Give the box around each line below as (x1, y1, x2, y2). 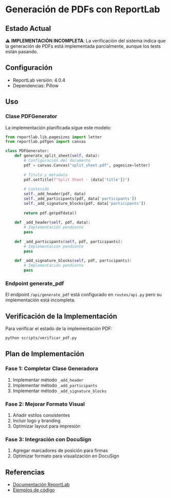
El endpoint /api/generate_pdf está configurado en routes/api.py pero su (5, 292, 162, 298)
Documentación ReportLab (12, 482, 70, 488)
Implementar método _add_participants (12, 382, 98, 388)
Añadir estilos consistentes (12, 412, 70, 418)
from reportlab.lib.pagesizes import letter (5, 135, 102, 140)
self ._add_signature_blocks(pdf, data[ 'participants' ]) (24, 201, 146, 206)
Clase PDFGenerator (5, 113, 58, 120)
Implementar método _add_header (12, 376, 84, 383)
